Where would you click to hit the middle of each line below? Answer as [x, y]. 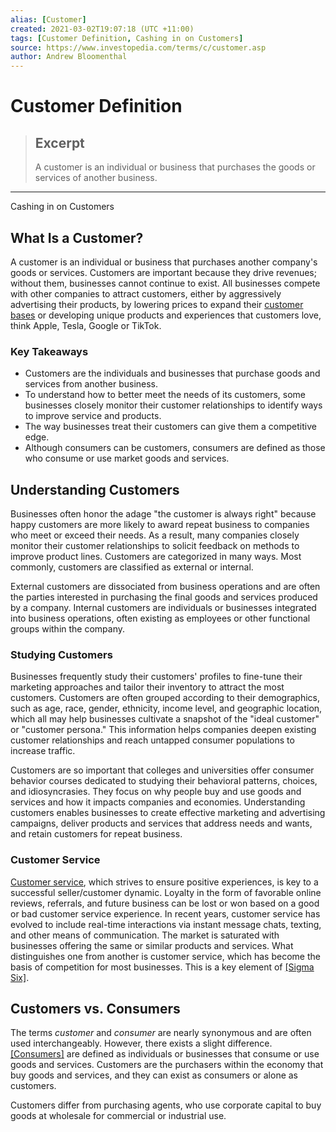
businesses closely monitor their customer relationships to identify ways [173, 405]
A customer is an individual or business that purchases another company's [164, 262]
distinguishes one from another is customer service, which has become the [165, 956]
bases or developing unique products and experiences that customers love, [166, 315]
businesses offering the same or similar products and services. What [152, 945]
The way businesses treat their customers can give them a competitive [170, 427]
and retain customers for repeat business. [96, 834]
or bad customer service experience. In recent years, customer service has [165, 913]
